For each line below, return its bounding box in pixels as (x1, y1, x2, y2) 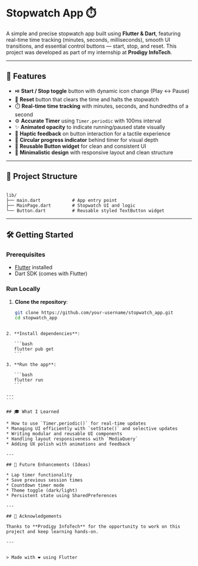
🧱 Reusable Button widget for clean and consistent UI (14, 143, 146, 150)
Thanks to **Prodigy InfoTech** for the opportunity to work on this (6, 524, 181, 529)
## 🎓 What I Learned (6, 409, 60, 415)
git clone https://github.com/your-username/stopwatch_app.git (14, 309, 174, 316)
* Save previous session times (6, 477, 83, 484)
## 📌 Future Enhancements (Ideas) (6, 462, 91, 468)
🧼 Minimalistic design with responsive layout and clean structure (14, 148, 174, 155)
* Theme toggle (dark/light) (6, 488, 78, 494)
